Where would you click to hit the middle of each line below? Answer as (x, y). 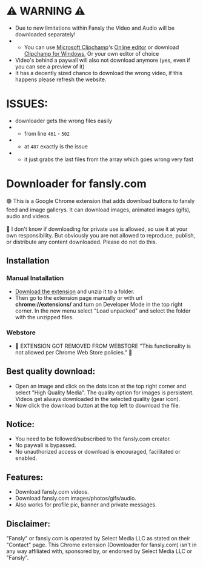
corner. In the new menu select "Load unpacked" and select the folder (103, 311)
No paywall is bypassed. (45, 445)
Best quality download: (51, 372)
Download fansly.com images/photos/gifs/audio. (75, 499)
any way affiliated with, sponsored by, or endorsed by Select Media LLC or (99, 551)
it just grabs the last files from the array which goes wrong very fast (109, 159)
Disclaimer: (28, 524)
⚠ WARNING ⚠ (46, 11)
